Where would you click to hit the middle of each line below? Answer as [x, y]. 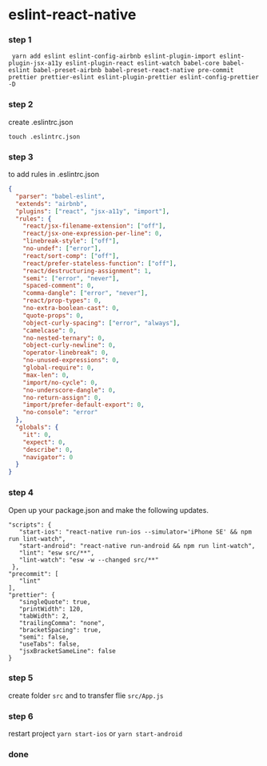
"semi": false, [44, 637]
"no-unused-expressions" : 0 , [71, 361]
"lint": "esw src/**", [56, 553]
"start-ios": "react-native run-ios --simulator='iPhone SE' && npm [135, 532]
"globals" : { [37, 427]
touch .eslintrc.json [44, 137]
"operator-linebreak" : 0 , [66, 353]
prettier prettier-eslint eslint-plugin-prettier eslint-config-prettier [134, 78]
